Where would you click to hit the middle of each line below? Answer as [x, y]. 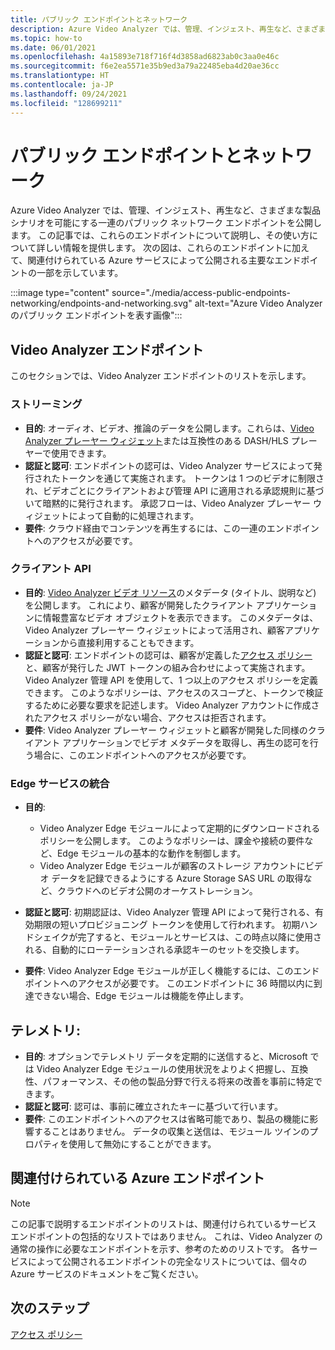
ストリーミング [46, 404]
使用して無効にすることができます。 [142, 1143]
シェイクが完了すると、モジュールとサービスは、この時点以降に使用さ [177, 937]
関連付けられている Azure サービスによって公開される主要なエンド [164, 260]
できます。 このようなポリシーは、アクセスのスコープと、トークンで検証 [174, 692]
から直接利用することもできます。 [129, 642]
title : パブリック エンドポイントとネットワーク [99, 19]
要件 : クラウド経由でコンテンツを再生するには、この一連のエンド [158, 528]
